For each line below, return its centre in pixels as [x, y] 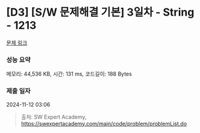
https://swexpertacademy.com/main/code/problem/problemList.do [104, 123]
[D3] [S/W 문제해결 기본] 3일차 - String [100, 12]
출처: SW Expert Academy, [54, 117]
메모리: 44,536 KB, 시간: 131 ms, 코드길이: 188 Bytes [69, 74]
